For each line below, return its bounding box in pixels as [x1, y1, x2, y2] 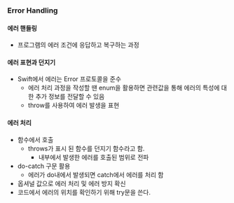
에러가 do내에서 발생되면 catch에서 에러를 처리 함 [27, 170, 164, 178]
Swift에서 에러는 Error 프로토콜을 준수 [17, 75, 121, 83]
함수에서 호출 [17, 135, 54, 143]
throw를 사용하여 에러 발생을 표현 [27, 101, 120, 110]
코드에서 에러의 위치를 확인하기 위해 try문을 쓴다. [17, 188, 151, 196]
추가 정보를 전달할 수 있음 [35, 92, 105, 101]
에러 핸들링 [7, 24, 37, 32]
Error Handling [7, 6, 58, 15]
